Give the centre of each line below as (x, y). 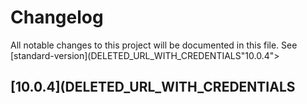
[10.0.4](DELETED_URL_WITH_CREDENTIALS (153, 87)
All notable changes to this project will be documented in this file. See (154, 45)
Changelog (57, 17)
